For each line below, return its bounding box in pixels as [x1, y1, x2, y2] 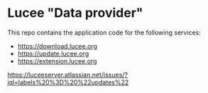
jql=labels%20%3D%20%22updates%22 [7, 77, 129, 86]
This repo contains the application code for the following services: [7, 28, 201, 37]
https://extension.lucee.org [17, 56, 97, 65]
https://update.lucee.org [17, 49, 89, 58]
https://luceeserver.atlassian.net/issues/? [7, 70, 128, 79]
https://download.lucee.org [17, 42, 98, 50]
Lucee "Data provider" [7, 5, 143, 21]
